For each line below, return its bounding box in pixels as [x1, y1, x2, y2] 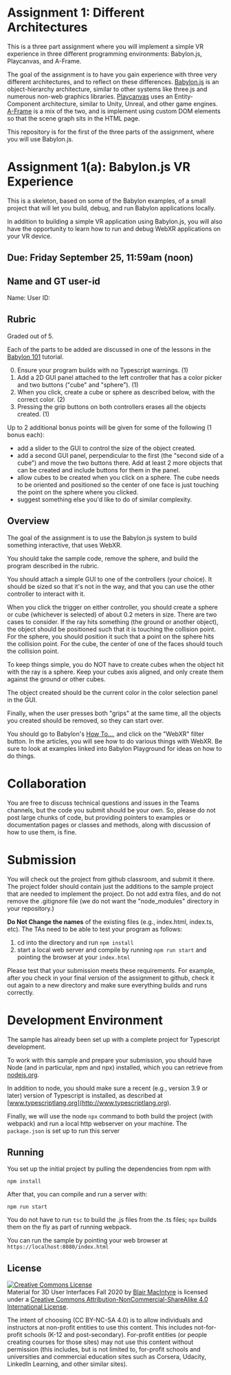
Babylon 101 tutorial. [7, 352, 64, 361]
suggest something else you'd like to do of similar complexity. [16, 495, 192, 503]
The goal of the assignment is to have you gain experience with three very [7, 70, 218, 79]
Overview [7, 515, 50, 527]
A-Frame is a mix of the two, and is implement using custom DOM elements [7, 107, 221, 115]
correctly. [7, 988, 34, 996]
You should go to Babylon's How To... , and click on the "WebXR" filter [7, 730, 204, 738]
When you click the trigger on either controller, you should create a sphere [7, 603, 218, 611]
